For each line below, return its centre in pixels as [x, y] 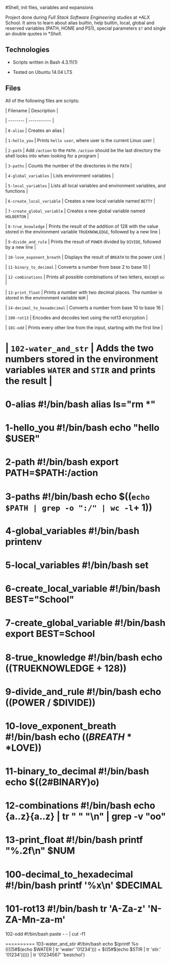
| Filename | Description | [32, 110]
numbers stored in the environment [82, 359]
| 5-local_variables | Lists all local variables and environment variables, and [86, 185]
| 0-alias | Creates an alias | [35, 130]
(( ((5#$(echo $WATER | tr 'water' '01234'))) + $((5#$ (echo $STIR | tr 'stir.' [83, 949]
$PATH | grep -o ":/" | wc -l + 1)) [79, 507]
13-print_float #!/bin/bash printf [74, 840]
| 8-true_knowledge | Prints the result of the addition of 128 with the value [82, 226]
